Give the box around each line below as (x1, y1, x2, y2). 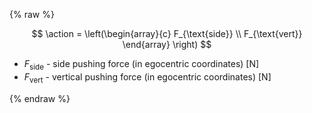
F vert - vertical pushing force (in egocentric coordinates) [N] (23, 70, 272, 85)
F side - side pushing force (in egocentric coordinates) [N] (23, 58, 260, 72)
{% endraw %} (9, 92, 71, 104)
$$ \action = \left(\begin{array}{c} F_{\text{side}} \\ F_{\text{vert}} (31, 28, 303, 39)
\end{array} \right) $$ (122, 39, 212, 50)
